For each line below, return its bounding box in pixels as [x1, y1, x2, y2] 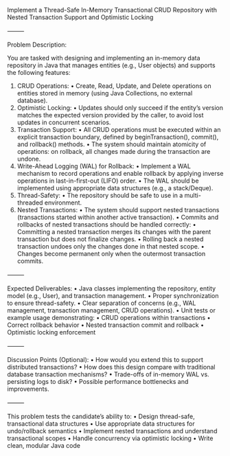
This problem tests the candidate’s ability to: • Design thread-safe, [7, 412, 195, 420]
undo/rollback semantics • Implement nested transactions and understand [7, 427, 218, 435]
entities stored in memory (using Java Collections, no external [16, 89, 193, 97]
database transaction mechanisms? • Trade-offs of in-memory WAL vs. [7, 370, 209, 378]
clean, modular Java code [7, 442, 81, 449]
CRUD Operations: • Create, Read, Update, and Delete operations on [16, 82, 211, 90]
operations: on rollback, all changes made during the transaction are [16, 148, 211, 155]
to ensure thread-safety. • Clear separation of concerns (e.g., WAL [7, 299, 196, 307]
